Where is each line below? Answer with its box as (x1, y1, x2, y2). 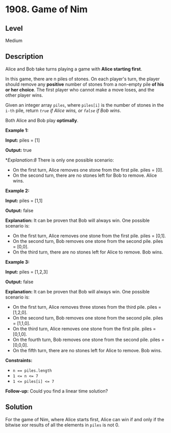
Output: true (5, 147, 32, 153)
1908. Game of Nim (5, 4, 88, 15)
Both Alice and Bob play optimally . (5, 117, 79, 123)
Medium (5, 37, 23, 43)
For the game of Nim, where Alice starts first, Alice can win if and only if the (5, 416, 164, 422)
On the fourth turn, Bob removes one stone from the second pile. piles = (12, 336, 165, 343)
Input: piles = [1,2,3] (5, 268, 48, 275)
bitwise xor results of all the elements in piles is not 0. (5, 422, 120, 428)
